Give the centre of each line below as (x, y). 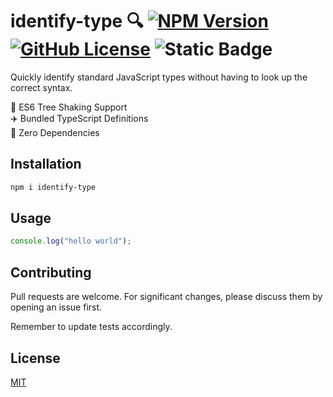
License (35, 358)
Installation (46, 164)
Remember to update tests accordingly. (91, 327)
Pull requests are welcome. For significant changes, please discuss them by (166, 297)
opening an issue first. (56, 307)
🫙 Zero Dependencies (55, 132)
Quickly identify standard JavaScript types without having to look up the (159, 77)
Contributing (51, 272)
